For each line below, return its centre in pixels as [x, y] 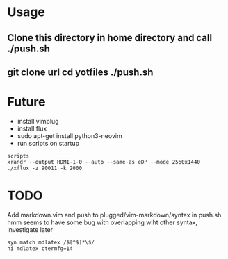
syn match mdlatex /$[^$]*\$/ [51, 242]
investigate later [30, 229]
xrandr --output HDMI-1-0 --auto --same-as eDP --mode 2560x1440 [104, 162]
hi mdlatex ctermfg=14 [40, 248]
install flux [32, 128]
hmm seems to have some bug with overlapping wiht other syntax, [103, 222]
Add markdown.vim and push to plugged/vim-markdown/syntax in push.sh [114, 215]
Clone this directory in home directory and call [110, 38]
